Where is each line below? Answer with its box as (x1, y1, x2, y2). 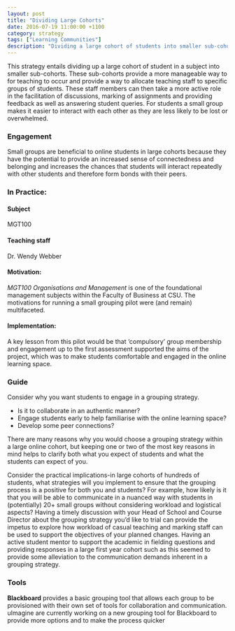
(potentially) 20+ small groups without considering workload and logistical (7, 501, 222, 509)
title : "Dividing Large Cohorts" (7, 17, 105, 24)
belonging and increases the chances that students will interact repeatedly (7, 162, 222, 171)
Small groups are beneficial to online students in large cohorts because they (7, 148, 227, 156)
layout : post (7, 10, 45, 18)
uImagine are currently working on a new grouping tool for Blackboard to (7, 609, 217, 617)
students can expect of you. (7, 457, 88, 466)
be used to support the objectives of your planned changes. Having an (7, 530, 211, 539)
